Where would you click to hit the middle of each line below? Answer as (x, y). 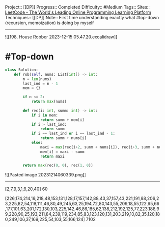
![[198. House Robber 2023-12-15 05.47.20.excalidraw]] (61, 37)
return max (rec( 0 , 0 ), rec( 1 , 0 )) (58, 166)
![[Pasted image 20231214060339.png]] (45, 175)
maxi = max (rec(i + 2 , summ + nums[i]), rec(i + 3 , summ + (97, 147)
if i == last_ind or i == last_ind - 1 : (73, 134)
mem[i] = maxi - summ (62, 152)
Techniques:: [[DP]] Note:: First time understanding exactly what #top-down (82, 17)
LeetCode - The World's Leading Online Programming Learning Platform (78, 12)
